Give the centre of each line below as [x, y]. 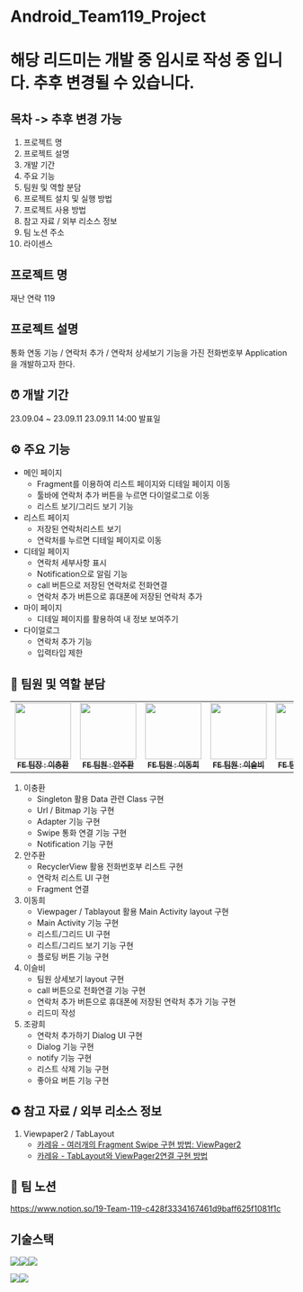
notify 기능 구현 [64, 1057]
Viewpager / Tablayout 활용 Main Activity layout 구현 [133, 911]
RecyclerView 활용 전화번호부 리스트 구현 [110, 866]
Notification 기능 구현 [75, 844]
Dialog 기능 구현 [65, 1046]
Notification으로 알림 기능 [82, 574]
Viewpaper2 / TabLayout [69, 1134]
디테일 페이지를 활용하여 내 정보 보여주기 [107, 619]
